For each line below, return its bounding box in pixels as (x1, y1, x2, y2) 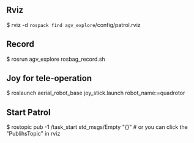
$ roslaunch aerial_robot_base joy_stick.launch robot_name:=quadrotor (6, 89, 185, 97)
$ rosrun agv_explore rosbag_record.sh (6, 55, 105, 63)
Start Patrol (6, 107, 51, 117)
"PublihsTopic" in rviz (6, 130, 61, 137)
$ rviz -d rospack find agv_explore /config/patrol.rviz (6, 21, 141, 28)
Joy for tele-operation (6, 73, 92, 83)
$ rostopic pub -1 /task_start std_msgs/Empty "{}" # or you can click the (6, 123, 188, 131)
